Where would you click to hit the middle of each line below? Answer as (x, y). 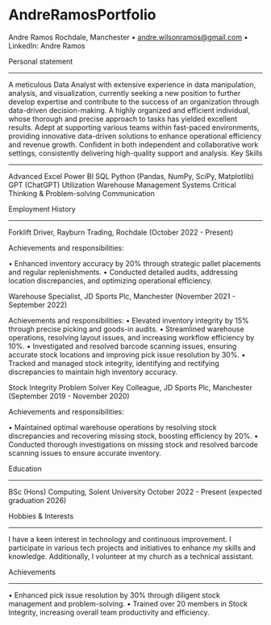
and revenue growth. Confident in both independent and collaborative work (133, 144)
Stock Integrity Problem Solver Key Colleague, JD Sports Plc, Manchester (130, 387)
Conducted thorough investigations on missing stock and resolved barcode (133, 444)
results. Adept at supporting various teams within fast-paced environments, (134, 127)
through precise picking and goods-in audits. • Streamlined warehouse (126, 329)
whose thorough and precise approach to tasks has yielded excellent (123, 119)
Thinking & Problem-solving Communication (82, 193)
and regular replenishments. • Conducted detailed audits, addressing (123, 272)
